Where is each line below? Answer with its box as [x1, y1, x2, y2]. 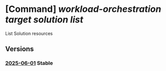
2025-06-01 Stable [5, 60, 53, 67]
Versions [5, 45, 34, 53]
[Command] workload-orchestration [5, 3, 161, 15]
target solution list [5, 14, 84, 25]
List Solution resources [5, 30, 53, 36]
